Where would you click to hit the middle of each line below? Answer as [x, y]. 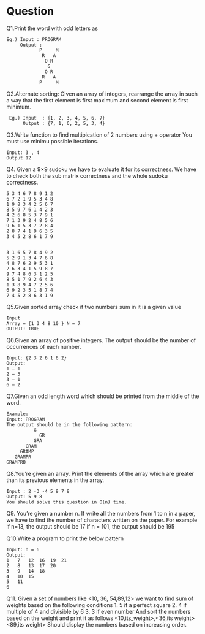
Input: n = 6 [23, 549]
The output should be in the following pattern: [69, 424]
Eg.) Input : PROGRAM [34, 39]
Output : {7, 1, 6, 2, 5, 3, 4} [64, 123]
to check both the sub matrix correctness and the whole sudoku [87, 175]
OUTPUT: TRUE [23, 329]
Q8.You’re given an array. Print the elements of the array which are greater [100, 473]
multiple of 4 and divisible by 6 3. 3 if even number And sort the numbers [99, 611]
